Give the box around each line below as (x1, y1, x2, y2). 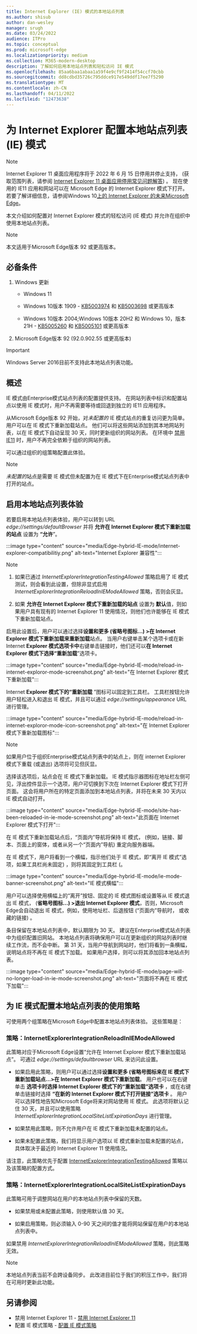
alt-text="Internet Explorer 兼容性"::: (74, 550, 162, 556)
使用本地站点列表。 (6, 219, 53, 227)
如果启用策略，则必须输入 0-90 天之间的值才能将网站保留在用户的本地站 (14, 1220, 189, 1227)
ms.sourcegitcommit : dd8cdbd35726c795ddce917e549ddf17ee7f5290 (6, 74, 164, 80)
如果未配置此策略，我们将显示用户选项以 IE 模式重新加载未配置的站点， (14, 1137, 186, 1145)
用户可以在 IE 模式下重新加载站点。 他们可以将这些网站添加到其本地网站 (6, 422, 179, 429)
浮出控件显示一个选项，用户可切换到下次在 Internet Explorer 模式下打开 (16, 780, 188, 787)
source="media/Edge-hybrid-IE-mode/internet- (65, 543, 181, 549)
